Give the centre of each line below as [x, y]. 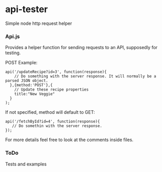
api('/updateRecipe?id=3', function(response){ [56, 72]
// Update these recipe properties [52, 90]
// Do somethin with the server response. [57, 126]
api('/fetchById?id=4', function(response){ [53, 122]
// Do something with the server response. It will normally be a [85, 76]
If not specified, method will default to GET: [50, 112]
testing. [13, 53]
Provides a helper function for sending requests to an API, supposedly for [81, 48]
